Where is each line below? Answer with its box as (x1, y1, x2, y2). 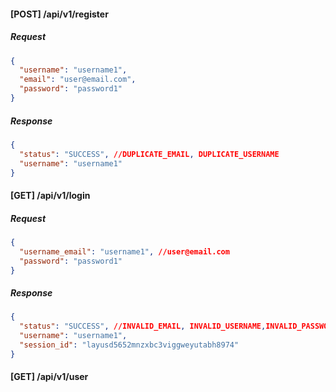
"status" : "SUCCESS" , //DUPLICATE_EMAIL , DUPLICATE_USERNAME (19, 149, 280, 159)
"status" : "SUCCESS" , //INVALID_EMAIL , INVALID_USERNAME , (19, 321, 267, 332)
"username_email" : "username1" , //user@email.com (19, 246, 230, 257)
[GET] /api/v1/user (10, 371, 89, 383)
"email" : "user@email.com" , (19, 75, 137, 85)
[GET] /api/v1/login (10, 190, 91, 201)
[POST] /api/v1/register (10, 8, 109, 20)
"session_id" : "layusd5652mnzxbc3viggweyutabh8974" (19, 340, 240, 350)
